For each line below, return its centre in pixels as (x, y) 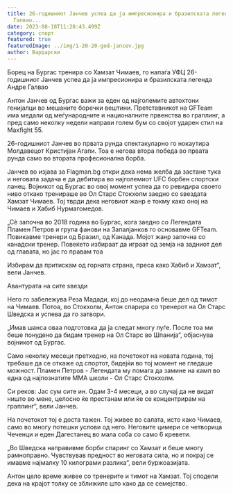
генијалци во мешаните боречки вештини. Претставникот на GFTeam (110, 108)
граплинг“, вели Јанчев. (43, 406)
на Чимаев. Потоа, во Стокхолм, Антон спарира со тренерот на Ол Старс (116, 306)
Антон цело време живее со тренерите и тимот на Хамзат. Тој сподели (113, 476)
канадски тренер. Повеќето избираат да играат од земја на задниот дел (114, 244)
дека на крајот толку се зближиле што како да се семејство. (97, 483)
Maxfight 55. (25, 130)
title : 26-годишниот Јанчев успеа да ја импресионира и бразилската (108, 14)
